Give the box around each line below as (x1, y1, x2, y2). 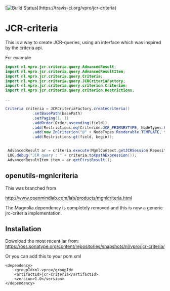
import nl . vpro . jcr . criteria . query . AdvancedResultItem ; (5, 69, 125, 74)
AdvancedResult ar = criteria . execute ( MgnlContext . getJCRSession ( (7, 148, 151, 153)
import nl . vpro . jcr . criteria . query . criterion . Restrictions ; (5, 88, 135, 93)
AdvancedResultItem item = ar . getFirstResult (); (7, 157, 112, 162)
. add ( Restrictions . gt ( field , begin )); (32, 134, 114, 139)
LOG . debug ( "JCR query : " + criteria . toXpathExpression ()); (7, 153, 137, 158)
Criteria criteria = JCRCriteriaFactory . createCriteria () (5, 106, 130, 112)
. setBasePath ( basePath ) (32, 111, 82, 116)
